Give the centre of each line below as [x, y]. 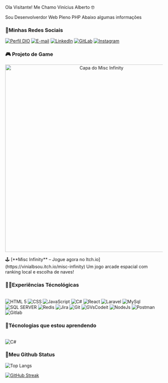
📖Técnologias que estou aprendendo [51, 325]
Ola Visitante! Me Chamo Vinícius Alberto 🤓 [50, 7]
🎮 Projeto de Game [29, 54]
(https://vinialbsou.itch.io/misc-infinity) [45, 266]
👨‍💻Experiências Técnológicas [42, 284]
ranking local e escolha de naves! [39, 271]
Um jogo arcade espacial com [117, 266]
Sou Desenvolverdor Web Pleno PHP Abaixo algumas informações [73, 17]
